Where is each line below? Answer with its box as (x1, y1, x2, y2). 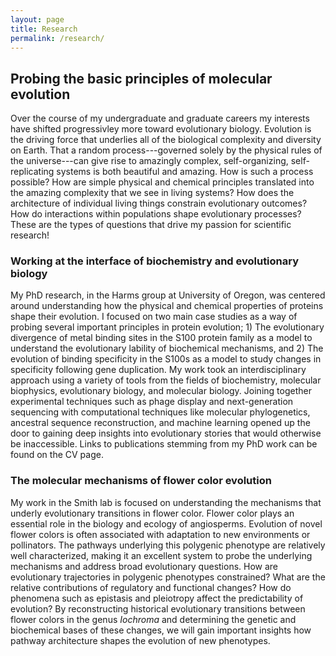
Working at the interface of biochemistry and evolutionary (10, 254, 300, 268)
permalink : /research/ (10, 33, 105, 43)
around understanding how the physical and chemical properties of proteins (10, 300, 324, 312)
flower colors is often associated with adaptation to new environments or (10, 528, 311, 540)
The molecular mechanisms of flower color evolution (10, 474, 272, 488)
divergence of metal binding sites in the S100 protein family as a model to (10, 332, 313, 344)
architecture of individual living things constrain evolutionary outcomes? (10, 197, 308, 210)
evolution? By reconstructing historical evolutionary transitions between (10, 602, 306, 615)
